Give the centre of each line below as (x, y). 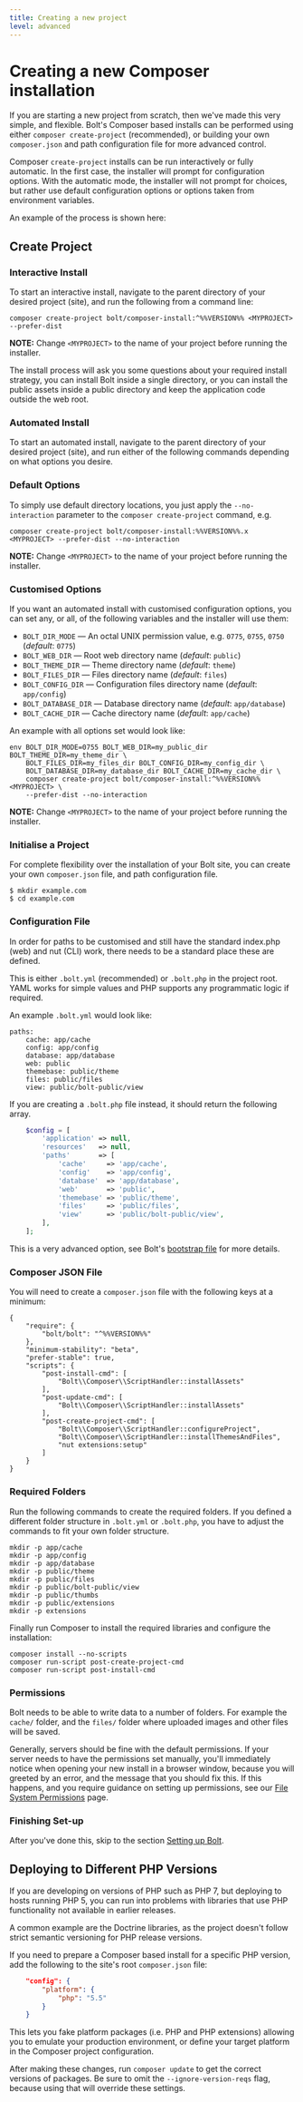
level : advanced (40, 26)
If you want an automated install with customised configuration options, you (151, 609)
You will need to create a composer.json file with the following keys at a (142, 1292)
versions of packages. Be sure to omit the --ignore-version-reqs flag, (140, 2078)
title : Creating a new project (68, 18)
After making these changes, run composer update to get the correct (135, 2069)
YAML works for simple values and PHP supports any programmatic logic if (149, 988)
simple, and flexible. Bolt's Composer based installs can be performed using (151, 125)
